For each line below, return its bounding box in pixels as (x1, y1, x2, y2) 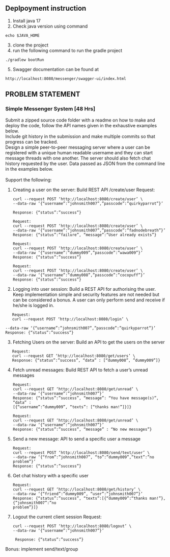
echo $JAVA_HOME (5, 33, 40, 38)
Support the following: (5, 176, 52, 183)
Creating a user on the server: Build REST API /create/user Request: (12, 187, 155, 193)
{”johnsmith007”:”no (12, 500, 56, 505)
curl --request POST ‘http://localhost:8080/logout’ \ (12, 523, 132, 528)
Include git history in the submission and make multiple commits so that (5, 133, 155, 140)
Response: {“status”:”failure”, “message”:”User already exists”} (12, 232, 157, 237)
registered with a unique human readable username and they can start (5, 149, 153, 155)
